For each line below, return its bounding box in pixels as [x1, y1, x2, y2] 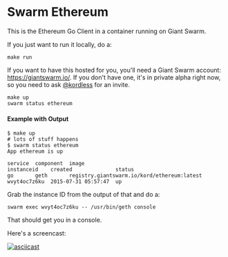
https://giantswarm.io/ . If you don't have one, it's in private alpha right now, [7, 73, 221, 82]
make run [7, 53, 32, 61]
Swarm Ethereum [7, 4, 108, 20]
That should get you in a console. [7, 216, 102, 225]
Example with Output [7, 115, 69, 123]
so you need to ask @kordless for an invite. [7, 80, 130, 88]
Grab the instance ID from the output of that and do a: [7, 191, 160, 199]
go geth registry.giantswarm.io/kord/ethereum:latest [7, 172, 202, 180]
